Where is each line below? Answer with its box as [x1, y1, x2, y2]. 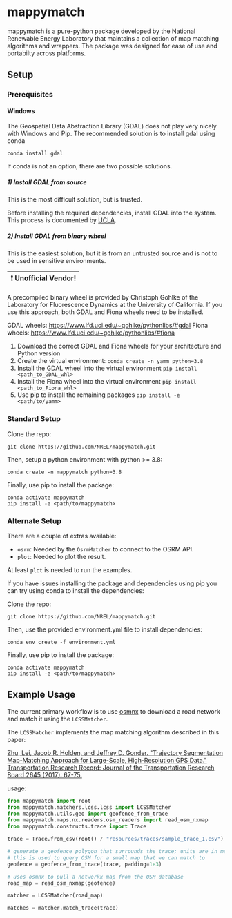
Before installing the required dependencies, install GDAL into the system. [7, 208, 217, 217]
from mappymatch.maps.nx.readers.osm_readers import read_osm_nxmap [7, 817, 209, 823]
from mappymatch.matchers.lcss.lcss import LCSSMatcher [7, 803, 171, 811]
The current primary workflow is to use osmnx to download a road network [7, 707, 221, 715]
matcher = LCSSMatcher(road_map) [7, 892, 104, 899]
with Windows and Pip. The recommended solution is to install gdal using [7, 129, 215, 138]
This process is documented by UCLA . [7, 216, 117, 224]
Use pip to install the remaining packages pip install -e [17, 391, 180, 399]
